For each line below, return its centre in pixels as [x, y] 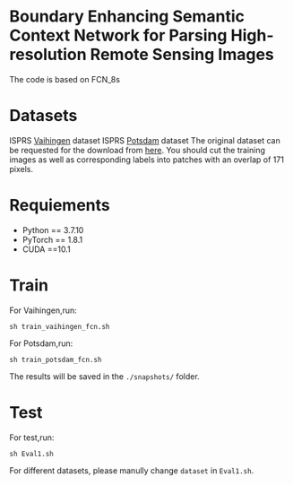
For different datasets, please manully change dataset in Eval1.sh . [132, 470]
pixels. [22, 169]
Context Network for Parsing [118, 35]
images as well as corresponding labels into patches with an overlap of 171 [147, 160]
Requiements [60, 206]
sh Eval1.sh [31, 454]
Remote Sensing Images [182, 55]
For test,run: [32, 437]
